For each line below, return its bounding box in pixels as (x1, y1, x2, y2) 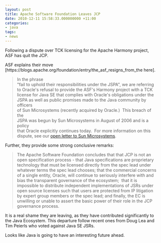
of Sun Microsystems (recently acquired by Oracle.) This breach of (16, 107, 151, 113)
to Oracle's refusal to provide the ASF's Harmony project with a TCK (16, 87, 153, 92)
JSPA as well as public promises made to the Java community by (16, 97, 146, 103)
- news (5, 34, 18, 39)
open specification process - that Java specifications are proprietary (16, 157, 154, 163)
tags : (5, 30, 16, 34)
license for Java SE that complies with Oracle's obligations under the (16, 91, 154, 97)
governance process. (16, 203, 59, 209)
